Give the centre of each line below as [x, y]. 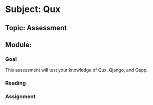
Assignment [21, 96]
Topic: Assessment [36, 28]
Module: [18, 44]
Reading [16, 83]
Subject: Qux [33, 9]
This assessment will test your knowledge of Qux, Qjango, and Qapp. [76, 70]
